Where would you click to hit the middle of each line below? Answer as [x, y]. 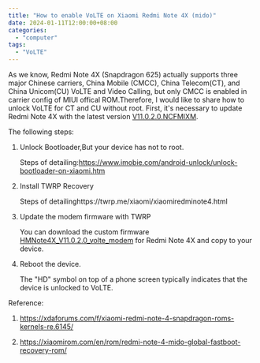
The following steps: [41, 132]
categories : [28, 30]
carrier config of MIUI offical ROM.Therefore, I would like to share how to [126, 100]
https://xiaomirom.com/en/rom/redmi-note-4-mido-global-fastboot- [130, 342]
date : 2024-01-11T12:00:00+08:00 [63, 23]
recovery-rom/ [43, 350]
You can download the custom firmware [84, 232]
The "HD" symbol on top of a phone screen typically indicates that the [134, 279]
